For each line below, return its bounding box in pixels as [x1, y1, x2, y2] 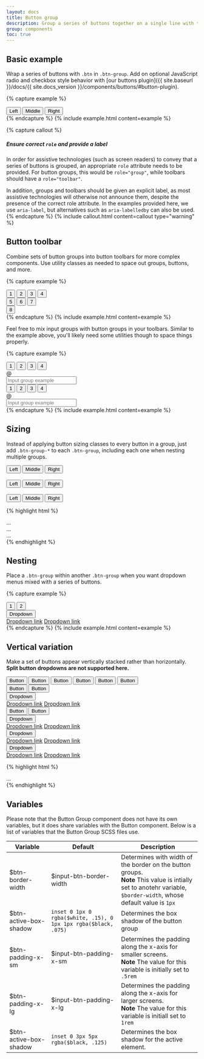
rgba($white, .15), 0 [51, 914, 114, 921]
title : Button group [6, 15, 59, 21]
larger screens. [121, 996, 164, 1005]
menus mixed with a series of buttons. [6, 578, 102, 585]
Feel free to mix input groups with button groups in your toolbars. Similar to [6, 325, 194, 332]
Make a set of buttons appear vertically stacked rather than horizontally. [6, 658, 187, 666]
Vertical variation [6, 642, 73, 652]
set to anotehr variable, [121, 883, 187, 891]
